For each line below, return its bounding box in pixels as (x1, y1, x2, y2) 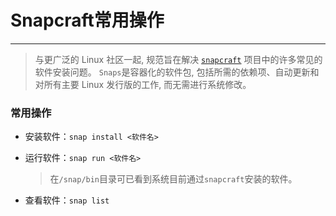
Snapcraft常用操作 (10, 9, 165, 32)
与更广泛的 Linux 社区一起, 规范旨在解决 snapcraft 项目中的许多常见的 (34, 53, 323, 65)
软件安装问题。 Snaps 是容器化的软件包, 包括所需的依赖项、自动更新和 (34, 66, 320, 78)
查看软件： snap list (24, 194, 110, 206)
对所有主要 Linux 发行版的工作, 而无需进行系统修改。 (34, 78, 252, 90)
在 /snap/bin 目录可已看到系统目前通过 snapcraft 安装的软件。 (49, 173, 298, 185)
